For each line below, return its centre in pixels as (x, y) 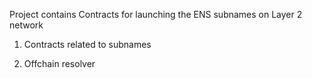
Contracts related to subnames (87, 44)
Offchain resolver (59, 63)
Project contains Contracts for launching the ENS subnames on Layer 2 (156, 14)
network (26, 25)
